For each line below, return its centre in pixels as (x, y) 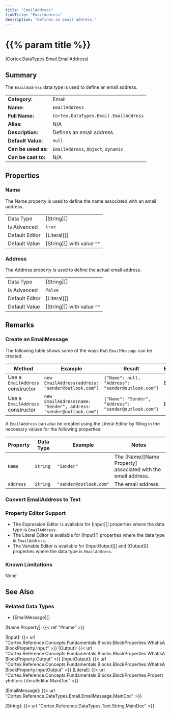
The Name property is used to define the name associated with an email (81, 201)
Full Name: (21, 116)
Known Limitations (29, 564)
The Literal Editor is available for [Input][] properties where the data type (89, 535)
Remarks (20, 325)
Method (24, 368)
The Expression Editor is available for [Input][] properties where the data (88, 525)
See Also (20, 592)
